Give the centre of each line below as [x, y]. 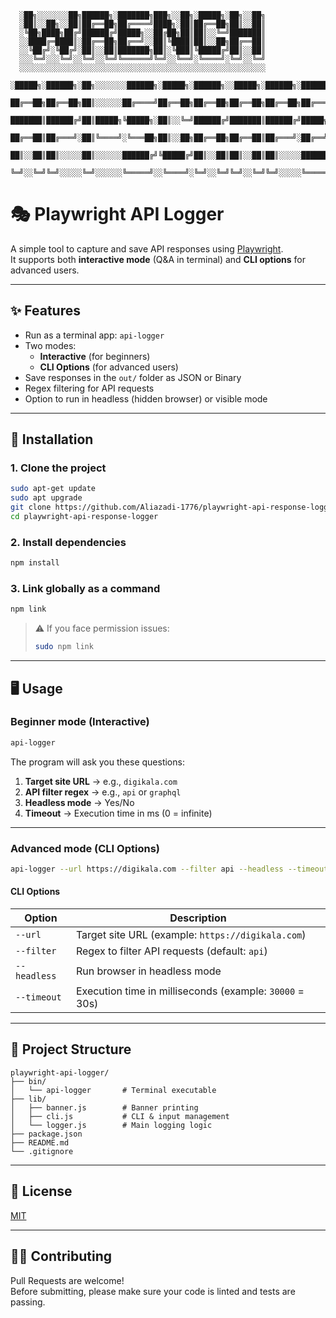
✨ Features [45, 311]
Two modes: [50, 345]
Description [198, 918]
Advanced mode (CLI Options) [85, 848]
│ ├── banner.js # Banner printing [104, 1107]
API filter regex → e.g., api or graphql [103, 792]
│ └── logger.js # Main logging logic [111, 1125]
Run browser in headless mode [148, 971]
